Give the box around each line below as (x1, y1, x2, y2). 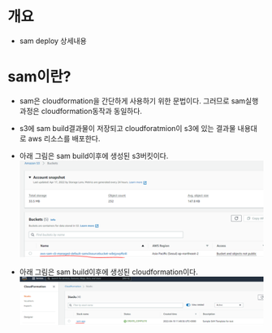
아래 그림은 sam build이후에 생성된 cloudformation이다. (19, 267, 198, 277)
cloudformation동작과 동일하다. (41, 106, 143, 116)
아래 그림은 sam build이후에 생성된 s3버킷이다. (19, 151, 169, 160)
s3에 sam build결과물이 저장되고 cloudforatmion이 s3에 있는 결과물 (19, 123, 236, 133)
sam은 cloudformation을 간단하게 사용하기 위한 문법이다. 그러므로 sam (19, 95, 246, 106)
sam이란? (7, 68, 71, 86)
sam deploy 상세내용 (19, 36, 87, 46)
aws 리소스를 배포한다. (28, 134, 101, 143)
